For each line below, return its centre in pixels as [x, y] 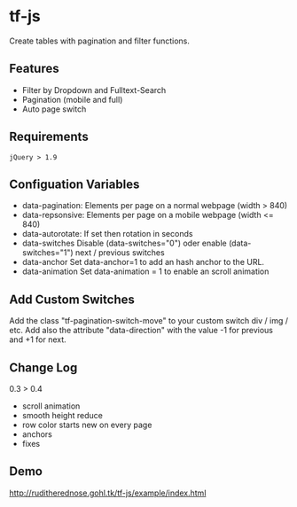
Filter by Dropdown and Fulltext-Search [94, 90]
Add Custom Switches [72, 299]
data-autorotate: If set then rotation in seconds [107, 234]
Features [34, 69]
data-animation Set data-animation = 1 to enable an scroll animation [145, 271]
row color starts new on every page [87, 425]
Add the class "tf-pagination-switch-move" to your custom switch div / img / [149, 321]
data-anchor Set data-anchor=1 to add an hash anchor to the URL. [143, 262]
